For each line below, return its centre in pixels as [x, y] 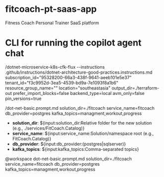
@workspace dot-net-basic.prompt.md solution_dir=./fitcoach [69, 159]
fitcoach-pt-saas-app [51, 9]
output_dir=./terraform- [135, 88]
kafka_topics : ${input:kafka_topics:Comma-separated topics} [76, 149]
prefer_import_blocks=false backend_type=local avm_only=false [79, 93]
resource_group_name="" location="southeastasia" [58, 88]
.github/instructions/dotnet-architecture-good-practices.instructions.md [79, 72]
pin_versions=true [23, 98]
